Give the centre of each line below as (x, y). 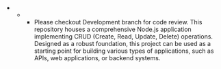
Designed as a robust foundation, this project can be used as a (122, 44)
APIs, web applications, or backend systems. (97, 58)
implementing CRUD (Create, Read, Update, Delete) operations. (123, 37)
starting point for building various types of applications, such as (124, 51)
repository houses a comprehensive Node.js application (113, 29)
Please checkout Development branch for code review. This (118, 22)
